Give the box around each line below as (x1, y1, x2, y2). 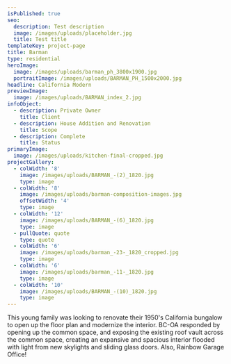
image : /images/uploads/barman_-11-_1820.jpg (19, 268, 154, 275)
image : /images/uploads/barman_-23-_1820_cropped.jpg (19, 249, 179, 256)
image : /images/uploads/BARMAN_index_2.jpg (13, 94, 141, 101)
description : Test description (13, 23, 104, 30)
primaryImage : (7, 146, 49, 153)
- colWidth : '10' (13, 281, 64, 288)
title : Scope (19, 126, 58, 133)
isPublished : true (7, 10, 61, 17)
